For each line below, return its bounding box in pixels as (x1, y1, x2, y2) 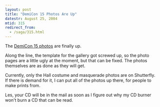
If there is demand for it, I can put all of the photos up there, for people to (5, 77, 152, 83)
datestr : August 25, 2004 (5, 16, 57, 21)
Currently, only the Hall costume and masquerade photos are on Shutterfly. (5, 72, 156, 78)
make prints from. (5, 83, 40, 88)
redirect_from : (5, 25, 36, 30)
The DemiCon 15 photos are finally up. (5, 43, 82, 49)
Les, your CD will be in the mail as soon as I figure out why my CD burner (5, 92, 152, 98)
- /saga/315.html (9, 30, 45, 35)
